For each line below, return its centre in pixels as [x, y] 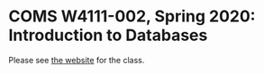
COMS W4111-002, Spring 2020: [132, 16]
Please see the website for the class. [77, 60]
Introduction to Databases [108, 35]
